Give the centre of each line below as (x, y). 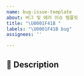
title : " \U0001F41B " (34, 23)
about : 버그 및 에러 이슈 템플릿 (42, 18)
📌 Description (33, 64)
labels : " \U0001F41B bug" (39, 29)
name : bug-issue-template (39, 12)
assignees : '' (24, 35)
